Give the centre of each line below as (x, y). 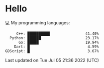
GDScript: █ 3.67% (52, 51)
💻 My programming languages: (38, 22)
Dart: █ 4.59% (56, 47)
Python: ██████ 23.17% (54, 38)
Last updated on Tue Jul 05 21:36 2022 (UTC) (52, 60)
